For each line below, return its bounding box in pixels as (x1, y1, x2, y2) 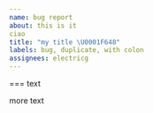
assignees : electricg (9, 54, 89, 63)
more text (9, 95, 44, 106)
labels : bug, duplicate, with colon (9, 46, 144, 55)
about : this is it (9, 21, 77, 30)
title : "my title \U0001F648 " (9, 37, 121, 47)
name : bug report (9, 12, 73, 22)
